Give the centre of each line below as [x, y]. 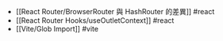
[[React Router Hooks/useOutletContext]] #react [95, 20]
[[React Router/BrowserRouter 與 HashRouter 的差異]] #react [115, 11]
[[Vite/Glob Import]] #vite [57, 29]
